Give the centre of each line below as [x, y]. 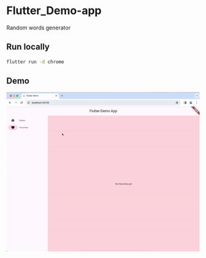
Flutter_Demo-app [54, 11]
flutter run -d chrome [35, 62]
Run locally [28, 47]
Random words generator [39, 28]
